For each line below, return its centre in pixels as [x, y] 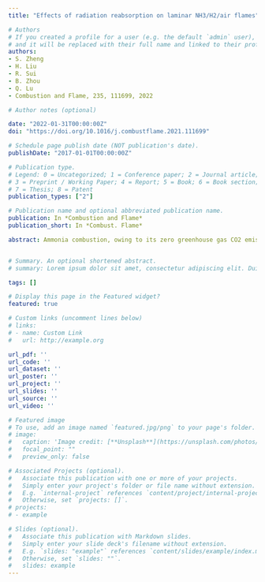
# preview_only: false [49, 457]
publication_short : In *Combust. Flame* [76, 226]
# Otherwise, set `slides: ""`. [65, 558]
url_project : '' [35, 384]
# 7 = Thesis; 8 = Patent [50, 189]
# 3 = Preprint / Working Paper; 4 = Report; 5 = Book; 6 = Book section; [134, 182]
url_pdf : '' [28, 354]
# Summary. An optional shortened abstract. [82, 261]
